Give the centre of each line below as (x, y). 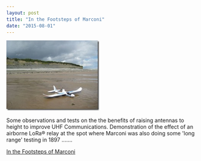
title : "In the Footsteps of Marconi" (55, 19)
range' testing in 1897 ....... (40, 140)
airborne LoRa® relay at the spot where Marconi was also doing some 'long (100, 134)
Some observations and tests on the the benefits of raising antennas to (95, 120)
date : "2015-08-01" (31, 26)
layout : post (23, 13)
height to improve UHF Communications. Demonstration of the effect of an (100, 127)
